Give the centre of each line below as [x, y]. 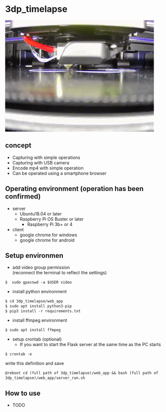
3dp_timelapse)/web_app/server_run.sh [45, 378]
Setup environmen [34, 255]
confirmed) [23, 197]
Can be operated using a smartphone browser [59, 173]
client [18, 229]
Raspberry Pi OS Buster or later [52, 219]
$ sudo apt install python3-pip [38, 306]
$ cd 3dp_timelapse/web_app [34, 301]
